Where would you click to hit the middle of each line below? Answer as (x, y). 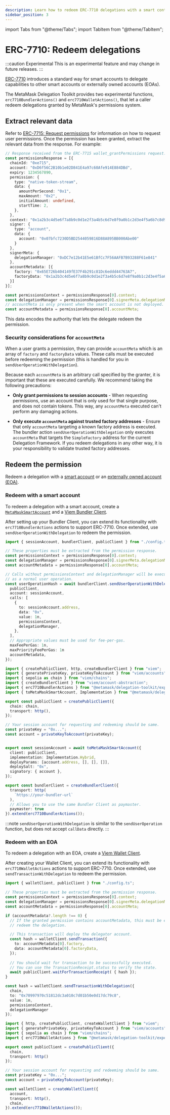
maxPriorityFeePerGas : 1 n (37, 650)
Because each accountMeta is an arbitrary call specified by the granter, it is (83, 375)
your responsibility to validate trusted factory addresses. (71, 449)
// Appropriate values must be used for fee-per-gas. (68, 641)
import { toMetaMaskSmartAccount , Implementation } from (67, 692)
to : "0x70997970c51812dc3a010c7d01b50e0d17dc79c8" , (66, 995)
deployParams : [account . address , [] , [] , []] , (60, 762)
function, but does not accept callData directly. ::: (57, 829)
